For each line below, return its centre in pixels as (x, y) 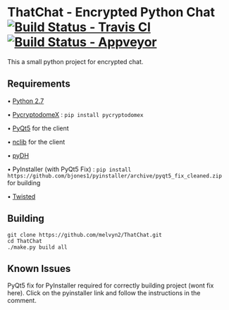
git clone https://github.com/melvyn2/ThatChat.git (85, 235)
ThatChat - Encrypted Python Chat (111, 12)
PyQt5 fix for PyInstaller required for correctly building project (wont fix (111, 285)
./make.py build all (38, 247)
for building (24, 182)
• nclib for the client (36, 142)
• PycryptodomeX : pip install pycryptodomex (75, 114)
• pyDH (18, 155)
